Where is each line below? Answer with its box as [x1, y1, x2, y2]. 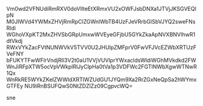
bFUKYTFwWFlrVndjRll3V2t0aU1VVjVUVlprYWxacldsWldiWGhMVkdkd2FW [6, 57, 196, 64]
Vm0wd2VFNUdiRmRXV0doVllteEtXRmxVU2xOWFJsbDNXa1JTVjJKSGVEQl [6, 5, 197, 12]
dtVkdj [6, 38, 23, 44]
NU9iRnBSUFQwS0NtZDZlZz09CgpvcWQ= [24, 82, 133, 90]
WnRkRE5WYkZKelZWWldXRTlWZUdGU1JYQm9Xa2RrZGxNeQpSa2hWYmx [6, 76, 197, 83]
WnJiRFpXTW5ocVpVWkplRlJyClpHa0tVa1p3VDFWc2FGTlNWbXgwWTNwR [6, 63, 197, 70]
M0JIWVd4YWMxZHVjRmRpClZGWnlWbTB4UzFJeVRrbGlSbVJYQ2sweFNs [6, 18, 196, 25]
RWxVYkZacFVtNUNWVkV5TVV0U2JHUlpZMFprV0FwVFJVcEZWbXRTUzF [6, 44, 197, 51]
